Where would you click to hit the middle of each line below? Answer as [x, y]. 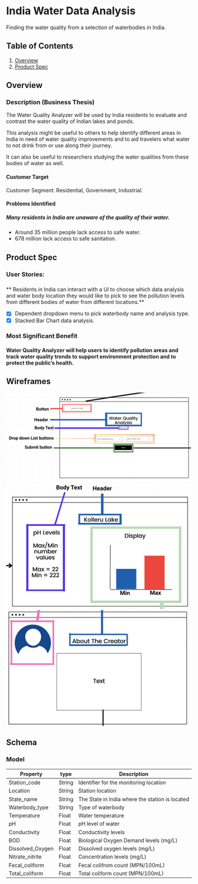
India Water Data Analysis [71, 11]
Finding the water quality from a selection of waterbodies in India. [86, 27]
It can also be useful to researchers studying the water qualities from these [98, 157]
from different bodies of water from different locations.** [75, 302]
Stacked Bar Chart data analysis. [54, 320]
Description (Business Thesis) [51, 102]
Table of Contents [40, 46]
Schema [22, 742]
